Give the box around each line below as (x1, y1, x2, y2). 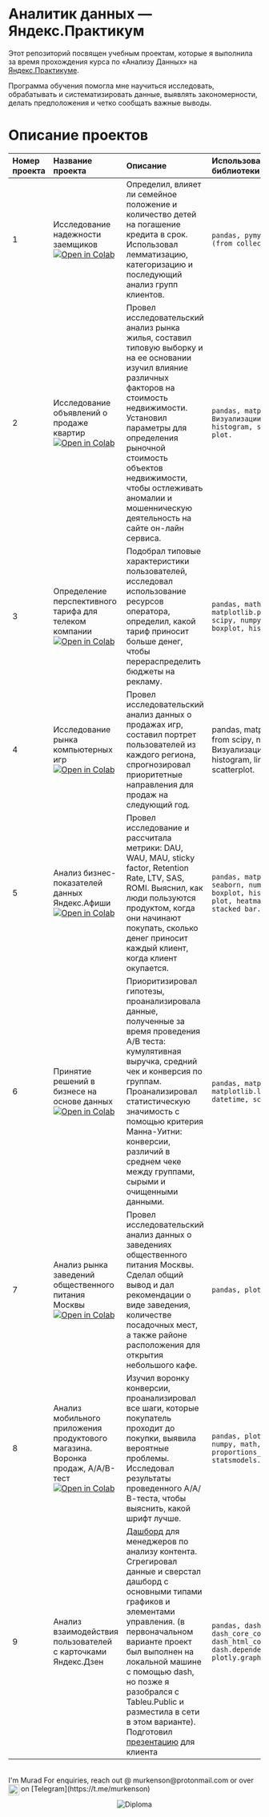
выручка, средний (126, 1055, 198, 1066)
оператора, (126, 605, 171, 617)
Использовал (126, 238, 179, 249)
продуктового (53, 1432, 108, 1443)
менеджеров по (126, 1536, 189, 1547)
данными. (126, 1196, 165, 1207)
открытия (126, 1349, 164, 1360)
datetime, (211, 1095, 250, 1103)
